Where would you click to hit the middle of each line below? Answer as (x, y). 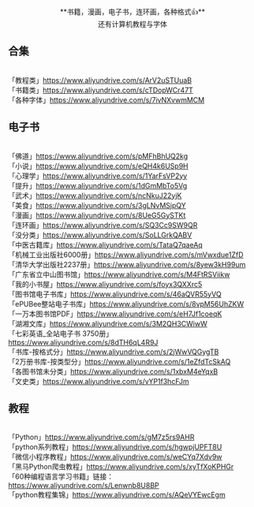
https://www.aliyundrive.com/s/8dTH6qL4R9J (83, 342)
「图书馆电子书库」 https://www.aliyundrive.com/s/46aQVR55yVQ (115, 294)
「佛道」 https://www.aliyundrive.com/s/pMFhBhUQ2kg (98, 156)
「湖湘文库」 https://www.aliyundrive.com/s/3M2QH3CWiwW (108, 323)
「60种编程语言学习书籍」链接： (61, 477)
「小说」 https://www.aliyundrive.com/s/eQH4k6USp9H (98, 166)
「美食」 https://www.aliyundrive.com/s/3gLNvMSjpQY (97, 205)
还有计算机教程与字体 (133, 24)
